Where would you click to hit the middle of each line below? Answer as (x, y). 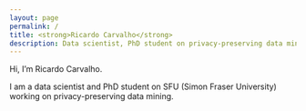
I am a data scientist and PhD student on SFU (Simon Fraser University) (143, 86)
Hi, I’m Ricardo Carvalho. (56, 69)
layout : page (34, 18)
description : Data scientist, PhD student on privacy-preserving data (146, 43)
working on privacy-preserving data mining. (92, 96)
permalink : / (34, 26)
